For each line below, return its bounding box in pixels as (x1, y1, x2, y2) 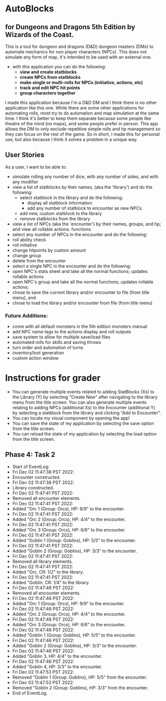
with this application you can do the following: (12, 64, 107, 69)
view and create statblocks (19, 69, 77, 75)
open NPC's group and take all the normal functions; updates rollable (12, 278, 154, 285)
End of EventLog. (12, 690, 48, 696)
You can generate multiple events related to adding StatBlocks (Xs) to (12, 389, 155, 395)
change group (12, 252, 41, 258)
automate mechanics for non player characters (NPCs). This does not (5, 49, 147, 54)
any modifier (12, 179, 39, 185)
